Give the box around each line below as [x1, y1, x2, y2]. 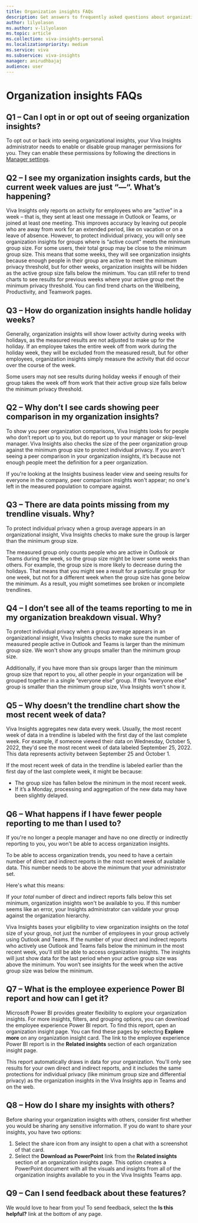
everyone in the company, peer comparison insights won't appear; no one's [6, 476, 190, 483]
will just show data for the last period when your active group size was [6, 955, 177, 962]
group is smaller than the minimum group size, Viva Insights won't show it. [6, 683, 187, 690]
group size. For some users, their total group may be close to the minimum [6, 245, 187, 252]
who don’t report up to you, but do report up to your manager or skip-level [6, 434, 187, 441]
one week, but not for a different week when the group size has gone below [6, 573, 190, 581]
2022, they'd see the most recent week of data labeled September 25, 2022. [6, 744, 192, 751]
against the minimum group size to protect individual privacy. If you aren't [6, 446, 185, 453]
